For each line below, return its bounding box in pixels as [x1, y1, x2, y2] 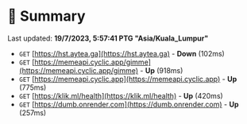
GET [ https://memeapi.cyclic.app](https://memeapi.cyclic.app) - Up [18, 74, 237, 83]
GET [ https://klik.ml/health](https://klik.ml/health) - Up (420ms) [18, 91, 223, 100]
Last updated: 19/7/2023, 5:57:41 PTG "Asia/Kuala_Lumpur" [7, 33, 209, 43]
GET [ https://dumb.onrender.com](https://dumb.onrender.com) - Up [18, 99, 239, 109]
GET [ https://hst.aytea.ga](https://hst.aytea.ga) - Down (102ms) [18, 48, 226, 58]
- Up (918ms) [140, 65, 183, 75]
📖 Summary [7, 7, 86, 25]
